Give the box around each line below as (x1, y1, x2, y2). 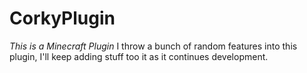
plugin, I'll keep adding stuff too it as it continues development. (9, 50, 269, 62)
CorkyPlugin (9, 7, 116, 30)
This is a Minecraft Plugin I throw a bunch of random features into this (9, 40, 298, 52)
